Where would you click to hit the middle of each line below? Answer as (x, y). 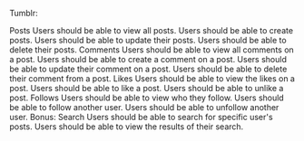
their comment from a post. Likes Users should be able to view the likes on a (152, 79)
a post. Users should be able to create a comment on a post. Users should (148, 59)
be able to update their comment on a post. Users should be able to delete (148, 69)
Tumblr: (24, 13)
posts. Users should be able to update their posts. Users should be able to (148, 40)
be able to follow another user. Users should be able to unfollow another (144, 107)
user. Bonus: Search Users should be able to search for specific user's (142, 117)
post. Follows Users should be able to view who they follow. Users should (147, 98)
